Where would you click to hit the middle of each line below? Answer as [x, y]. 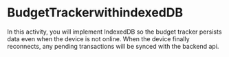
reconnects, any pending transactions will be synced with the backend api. [113, 46]
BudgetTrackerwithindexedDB [95, 13]
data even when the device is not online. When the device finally [99, 38]
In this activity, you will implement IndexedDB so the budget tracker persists [115, 32]
